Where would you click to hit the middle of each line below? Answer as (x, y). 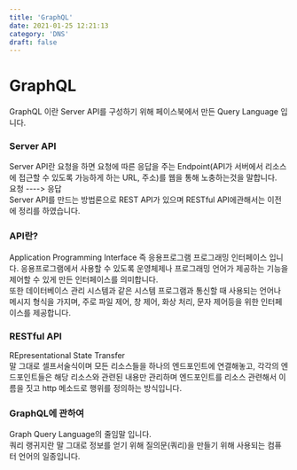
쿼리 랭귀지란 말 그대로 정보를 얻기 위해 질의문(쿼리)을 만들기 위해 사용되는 (137, 445)
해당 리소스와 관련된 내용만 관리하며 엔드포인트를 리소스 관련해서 (166, 377)
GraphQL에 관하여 (47, 413)
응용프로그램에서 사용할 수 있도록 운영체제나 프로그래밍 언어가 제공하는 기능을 (155, 268)
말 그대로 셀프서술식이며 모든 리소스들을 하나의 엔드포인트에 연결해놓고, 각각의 (144, 366)
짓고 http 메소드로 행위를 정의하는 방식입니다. (104, 388)
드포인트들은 (31, 377)
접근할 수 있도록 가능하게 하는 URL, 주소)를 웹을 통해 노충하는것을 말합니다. (148, 177)
